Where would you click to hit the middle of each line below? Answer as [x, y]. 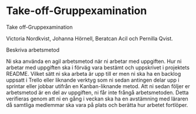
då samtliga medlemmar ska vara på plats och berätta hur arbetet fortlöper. [97, 105]
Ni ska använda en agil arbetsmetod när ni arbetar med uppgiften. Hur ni [94, 61]
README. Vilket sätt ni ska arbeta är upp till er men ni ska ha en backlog [94, 73]
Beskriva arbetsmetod [33, 50]
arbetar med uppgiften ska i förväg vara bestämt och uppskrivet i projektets [98, 67]
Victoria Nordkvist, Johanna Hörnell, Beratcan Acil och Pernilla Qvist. [90, 38]
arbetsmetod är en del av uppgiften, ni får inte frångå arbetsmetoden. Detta [97, 92]
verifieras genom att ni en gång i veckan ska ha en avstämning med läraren [97, 99]
